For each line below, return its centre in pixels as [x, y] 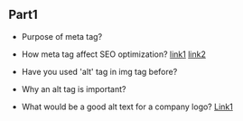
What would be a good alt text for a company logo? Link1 [127, 107]
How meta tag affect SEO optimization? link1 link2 [114, 54]
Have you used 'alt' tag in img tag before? [99, 71]
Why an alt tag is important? [74, 88]
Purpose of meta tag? [62, 36]
